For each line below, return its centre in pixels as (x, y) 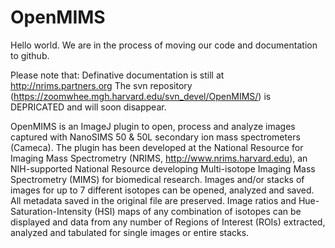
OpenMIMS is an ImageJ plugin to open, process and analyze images (153, 126)
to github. (30, 55)
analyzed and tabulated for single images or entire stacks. (130, 232)
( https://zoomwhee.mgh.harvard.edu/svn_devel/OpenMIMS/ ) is (141, 96)
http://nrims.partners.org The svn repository (101, 85)
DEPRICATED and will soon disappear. (88, 107)
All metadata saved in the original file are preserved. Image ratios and (153, 200)
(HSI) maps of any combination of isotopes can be (198, 211)
